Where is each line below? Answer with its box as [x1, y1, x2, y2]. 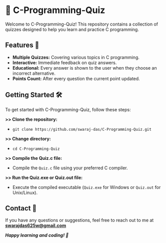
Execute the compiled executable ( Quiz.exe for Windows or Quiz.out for [12, 184, 161, 190]
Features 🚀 [5, 41, 39, 50]
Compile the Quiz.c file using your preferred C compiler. [12, 165, 128, 171]
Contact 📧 [5, 204, 37, 212]
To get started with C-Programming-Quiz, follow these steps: [5, 106, 131, 112]
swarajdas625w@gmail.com [5, 222, 66, 228]
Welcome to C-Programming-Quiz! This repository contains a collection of [5, 21, 158, 27]
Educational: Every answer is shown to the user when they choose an [12, 65, 157, 71]
